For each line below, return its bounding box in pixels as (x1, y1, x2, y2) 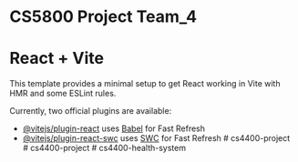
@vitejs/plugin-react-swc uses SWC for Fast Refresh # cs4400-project (22, 133, 291, 144)
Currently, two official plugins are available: (9, 106, 172, 116)
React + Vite (9, 48, 105, 69)
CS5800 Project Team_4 (9, 6, 198, 27)
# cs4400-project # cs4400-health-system (22, 143, 187, 154)
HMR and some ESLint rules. (9, 88, 117, 99)
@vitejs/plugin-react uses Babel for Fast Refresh (22, 123, 206, 134)
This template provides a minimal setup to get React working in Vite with (9, 78, 281, 89)
